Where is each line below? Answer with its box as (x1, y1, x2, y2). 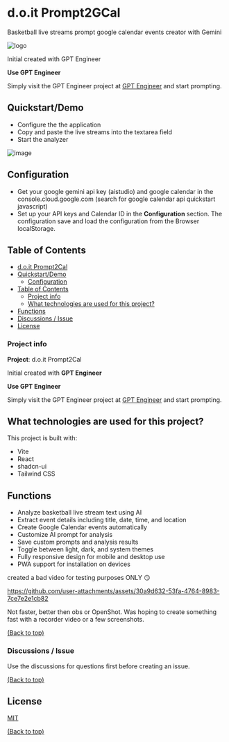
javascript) (17, 202, 48, 210)
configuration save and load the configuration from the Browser (17, 217, 200, 225)
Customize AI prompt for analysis (17, 531, 113, 539)
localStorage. (17, 224, 56, 232)
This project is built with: (7, 434, 78, 442)
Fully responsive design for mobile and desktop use (17, 553, 165, 561)
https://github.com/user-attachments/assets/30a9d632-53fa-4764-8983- (7, 587, 220, 595)
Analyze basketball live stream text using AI (17, 508, 142, 517)
